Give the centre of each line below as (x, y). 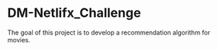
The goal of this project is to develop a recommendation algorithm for (109, 32)
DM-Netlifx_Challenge (74, 13)
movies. (19, 39)
